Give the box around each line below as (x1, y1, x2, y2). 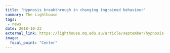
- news (7, 21, 22, 27)
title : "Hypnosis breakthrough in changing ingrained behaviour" (5, 7, 146, 13)
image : (5, 36, 19, 41)
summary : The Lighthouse (5, 12, 58, 17)
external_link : (5, 31, 37, 36)
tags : (5, 17, 17, 22)
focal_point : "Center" (10, 40, 58, 45)
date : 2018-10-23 (5, 26, 42, 31)
